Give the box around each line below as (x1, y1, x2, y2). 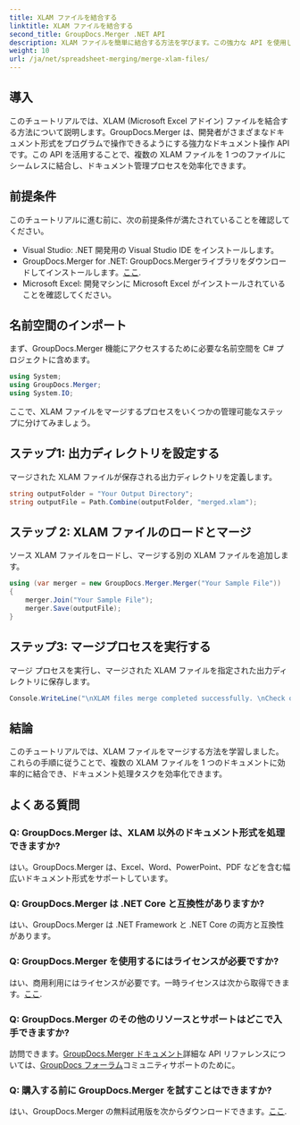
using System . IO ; (9, 389, 74, 398)
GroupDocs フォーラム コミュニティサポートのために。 (39, 1059, 240, 1070)
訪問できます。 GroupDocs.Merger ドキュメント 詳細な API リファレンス (9, 1048, 271, 1059)
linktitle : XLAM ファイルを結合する (9, 21, 134, 30)
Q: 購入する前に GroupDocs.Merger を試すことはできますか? (9, 1084, 272, 1096)
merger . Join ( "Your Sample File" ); (25, 596, 154, 605)
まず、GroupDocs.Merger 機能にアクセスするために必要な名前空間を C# (9, 343, 274, 354)
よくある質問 (9, 797, 80, 812)
